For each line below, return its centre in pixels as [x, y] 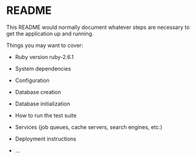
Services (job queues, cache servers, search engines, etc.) [89, 127]
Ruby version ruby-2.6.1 [44, 57]
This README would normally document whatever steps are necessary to [98, 27]
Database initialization [43, 104]
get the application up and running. [50, 33]
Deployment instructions [46, 139]
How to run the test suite [46, 115]
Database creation [38, 92]
